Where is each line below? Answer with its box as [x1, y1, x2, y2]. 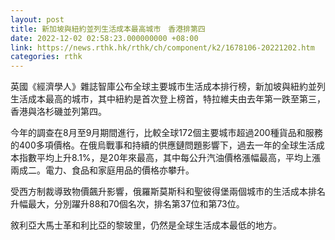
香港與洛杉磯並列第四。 [10, 106, 107, 118]
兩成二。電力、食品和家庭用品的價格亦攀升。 [10, 164, 195, 176]
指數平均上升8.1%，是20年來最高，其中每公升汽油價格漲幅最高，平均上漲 [18, 152, 321, 164]
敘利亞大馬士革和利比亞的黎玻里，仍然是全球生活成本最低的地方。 [10, 219, 282, 231]
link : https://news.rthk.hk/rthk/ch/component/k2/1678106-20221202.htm [10, 42, 315, 53]
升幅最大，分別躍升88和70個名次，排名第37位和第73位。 [10, 198, 245, 210]
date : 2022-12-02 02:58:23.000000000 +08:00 [10, 33, 199, 43]
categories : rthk [10, 52, 83, 62]
